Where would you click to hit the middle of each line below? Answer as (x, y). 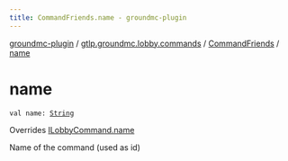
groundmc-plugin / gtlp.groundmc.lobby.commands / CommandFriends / (144, 43)
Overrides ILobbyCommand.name (72, 130)
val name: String (42, 113)
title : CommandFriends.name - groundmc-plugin (98, 18)
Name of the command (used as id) (75, 147)
